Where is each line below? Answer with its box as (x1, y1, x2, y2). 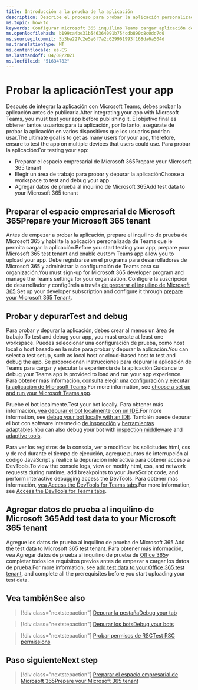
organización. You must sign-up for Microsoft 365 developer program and (6, 269, 184, 276)
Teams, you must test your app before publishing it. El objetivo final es (6, 116, 177, 123)
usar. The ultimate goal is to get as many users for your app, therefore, (6, 134, 176, 142)
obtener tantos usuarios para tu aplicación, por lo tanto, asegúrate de (6, 121, 175, 129)
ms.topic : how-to (6, 19, 49, 25)
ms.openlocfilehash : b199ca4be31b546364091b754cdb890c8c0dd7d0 (6, 31, 165, 37)
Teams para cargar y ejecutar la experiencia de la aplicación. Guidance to (6, 364, 183, 372)
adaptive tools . (6, 432, 42, 439)
